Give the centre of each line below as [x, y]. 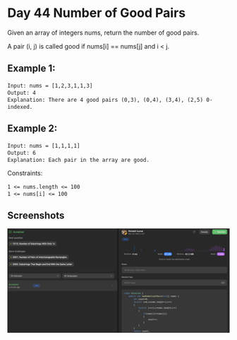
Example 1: [31, 69]
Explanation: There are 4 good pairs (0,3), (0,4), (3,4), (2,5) [105, 100]
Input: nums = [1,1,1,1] [44, 146]
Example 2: [32, 129]
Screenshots [36, 215]
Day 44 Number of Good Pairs [96, 13]
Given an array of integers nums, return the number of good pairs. [103, 33]
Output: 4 [22, 93]
